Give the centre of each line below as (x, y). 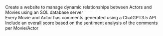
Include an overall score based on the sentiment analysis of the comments (81, 23)
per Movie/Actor (22, 28)
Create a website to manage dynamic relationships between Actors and (79, 7)
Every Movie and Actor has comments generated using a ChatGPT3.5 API (81, 18)
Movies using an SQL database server (44, 12)
